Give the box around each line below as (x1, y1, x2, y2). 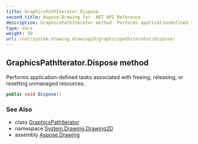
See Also (6, 105, 32, 113)
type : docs (6, 25, 33, 31)
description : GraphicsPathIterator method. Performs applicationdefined (6, 19, 189, 25)
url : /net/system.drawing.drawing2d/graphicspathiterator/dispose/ (6, 36, 176, 42)
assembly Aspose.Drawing (14, 131, 80, 138)
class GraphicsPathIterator (14, 119, 80, 126)
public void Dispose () (6, 91, 62, 97)
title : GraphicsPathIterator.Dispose (6, 8, 99, 15)
